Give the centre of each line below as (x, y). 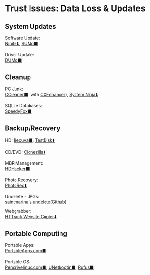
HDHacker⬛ (17, 169)
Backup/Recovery (33, 129)
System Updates (31, 26)
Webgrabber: (18, 211)
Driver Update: (20, 55)
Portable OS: (18, 262)
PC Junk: (14, 89)
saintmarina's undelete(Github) (36, 202)
